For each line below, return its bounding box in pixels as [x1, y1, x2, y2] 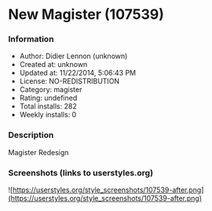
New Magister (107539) [8, 6, 165, 24]
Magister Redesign [8, 147, 69, 157]
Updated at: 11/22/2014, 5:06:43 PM [19, 68, 137, 78]
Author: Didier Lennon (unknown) [19, 51, 128, 61]
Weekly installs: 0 [19, 110, 77, 120]
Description [8, 130, 54, 141]
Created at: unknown [19, 60, 88, 69]
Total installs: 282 [19, 102, 77, 111]
